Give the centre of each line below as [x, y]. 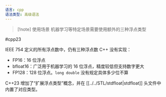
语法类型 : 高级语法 [22, 14]
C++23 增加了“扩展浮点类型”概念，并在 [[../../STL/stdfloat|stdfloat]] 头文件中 [83, 83]
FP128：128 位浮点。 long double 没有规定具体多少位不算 [70, 72]
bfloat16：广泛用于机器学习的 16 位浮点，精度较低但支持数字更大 [78, 66]
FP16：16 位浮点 [29, 60]
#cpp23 [13, 39]
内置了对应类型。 [23, 89]
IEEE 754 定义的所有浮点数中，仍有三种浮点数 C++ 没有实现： [68, 49]
